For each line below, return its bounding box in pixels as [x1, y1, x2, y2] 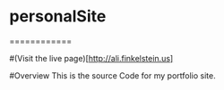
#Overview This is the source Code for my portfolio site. [9, 70, 217, 81]
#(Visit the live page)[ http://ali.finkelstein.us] [9, 53, 174, 63]
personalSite [9, 6, 107, 27]
